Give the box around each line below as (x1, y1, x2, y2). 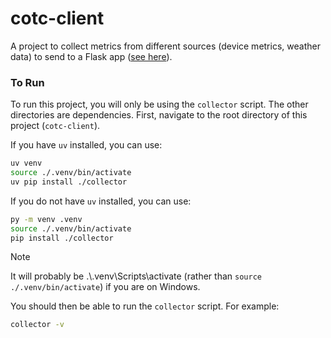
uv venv (10, 158, 43, 169)
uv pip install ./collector (10, 177, 128, 187)
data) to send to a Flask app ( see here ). (10, 50, 173, 62)
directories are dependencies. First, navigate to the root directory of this (10, 109, 308, 121)
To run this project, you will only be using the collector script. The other (10, 98, 309, 111)
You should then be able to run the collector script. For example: (10, 300, 280, 312)
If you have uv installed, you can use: (10, 139, 163, 151)
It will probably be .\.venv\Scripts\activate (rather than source (10, 270, 262, 282)
